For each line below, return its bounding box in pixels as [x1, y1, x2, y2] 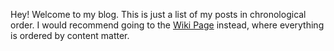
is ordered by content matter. [10, 30, 130, 41]
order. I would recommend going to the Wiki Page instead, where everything [10, 19, 325, 31]
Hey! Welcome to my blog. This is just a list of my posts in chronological [10, 9, 307, 20]
